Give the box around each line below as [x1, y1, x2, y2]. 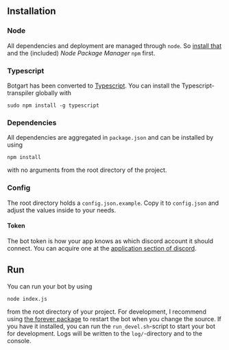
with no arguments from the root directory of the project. [7, 166, 167, 174]
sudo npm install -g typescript [7, 102, 99, 109]
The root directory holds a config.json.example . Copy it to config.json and [7, 199, 219, 207]
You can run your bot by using [7, 282, 93, 290]
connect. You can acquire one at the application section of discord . [7, 244, 197, 252]
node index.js [7, 295, 48, 302]
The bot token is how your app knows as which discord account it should [7, 236, 214, 245]
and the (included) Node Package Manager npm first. [7, 49, 156, 57]
